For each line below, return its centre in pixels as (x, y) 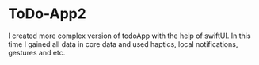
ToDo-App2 (48, 14)
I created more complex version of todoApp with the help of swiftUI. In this (129, 36)
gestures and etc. (37, 52)
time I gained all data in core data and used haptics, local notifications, (123, 44)
